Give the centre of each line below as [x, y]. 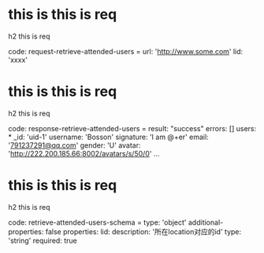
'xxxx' [18, 60]
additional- [206, 222]
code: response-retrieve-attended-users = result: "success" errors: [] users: [132, 128]
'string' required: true [43, 240]
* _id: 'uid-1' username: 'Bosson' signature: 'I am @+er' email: [108, 137]
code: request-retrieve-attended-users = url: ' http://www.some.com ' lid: [126, 51]
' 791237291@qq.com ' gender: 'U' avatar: [74, 145]
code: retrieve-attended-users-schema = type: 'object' [97, 222]
